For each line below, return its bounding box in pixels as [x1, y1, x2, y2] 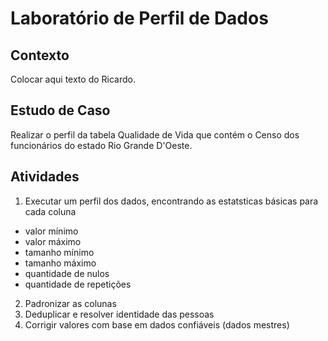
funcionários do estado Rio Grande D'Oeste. [10, 139, 193, 151]
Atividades [10, 168, 80, 186]
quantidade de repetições [24, 278, 132, 290]
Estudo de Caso [10, 102, 111, 119]
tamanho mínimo [24, 246, 95, 258]
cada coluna [24, 205, 77, 217]
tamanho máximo [24, 257, 97, 269]
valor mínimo [24, 225, 79, 237]
